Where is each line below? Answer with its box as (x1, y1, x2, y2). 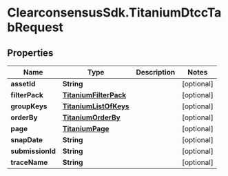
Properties (7, 47, 54, 59)
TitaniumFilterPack (62, 90, 127, 99)
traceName (10, 157, 48, 167)
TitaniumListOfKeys (62, 101, 129, 111)
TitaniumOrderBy (62, 113, 121, 122)
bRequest (7, 19, 64, 35)
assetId (10, 79, 36, 88)
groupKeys (10, 101, 48, 111)
